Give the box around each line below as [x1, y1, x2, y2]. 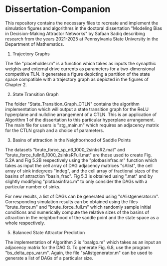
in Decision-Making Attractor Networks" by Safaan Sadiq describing [5, 30, 146, 36]
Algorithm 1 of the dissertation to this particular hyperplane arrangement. [5, 117, 155, 123]
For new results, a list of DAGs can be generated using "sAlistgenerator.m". [5, 193, 160, 199]
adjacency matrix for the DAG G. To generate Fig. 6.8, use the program [5, 244, 150, 250]
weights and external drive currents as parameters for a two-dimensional [5, 66, 156, 72]
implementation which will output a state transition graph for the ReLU [5, 106, 149, 112]
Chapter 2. [5, 81, 27, 88]
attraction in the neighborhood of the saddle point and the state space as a [5, 214, 159, 220]
